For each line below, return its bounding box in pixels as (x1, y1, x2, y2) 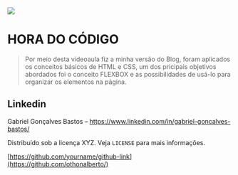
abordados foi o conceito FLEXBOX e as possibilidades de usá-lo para (24, 70, 231, 78)
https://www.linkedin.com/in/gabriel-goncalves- (89, 117, 231, 125)
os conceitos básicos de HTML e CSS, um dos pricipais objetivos (24, 62, 217, 70)
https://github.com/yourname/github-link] (9, 152, 133, 161)
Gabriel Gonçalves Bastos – (7, 117, 88, 125)
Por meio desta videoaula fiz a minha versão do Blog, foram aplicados (24, 55, 230, 63)
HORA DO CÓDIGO (7, 31, 119, 48)
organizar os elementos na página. (24, 78, 127, 86)
